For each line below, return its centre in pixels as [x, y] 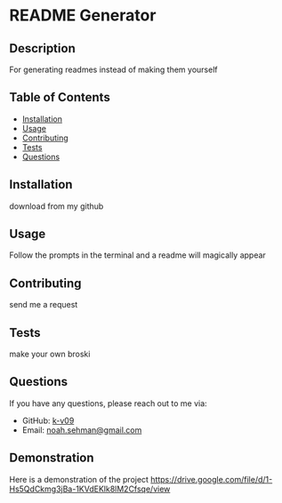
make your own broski [50, 354]
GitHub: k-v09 [48, 420]
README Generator [83, 16]
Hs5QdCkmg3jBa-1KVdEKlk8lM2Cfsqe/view [90, 489]
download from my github [56, 206]
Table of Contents [60, 97]
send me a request [44, 305]
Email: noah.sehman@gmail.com [82, 430]
